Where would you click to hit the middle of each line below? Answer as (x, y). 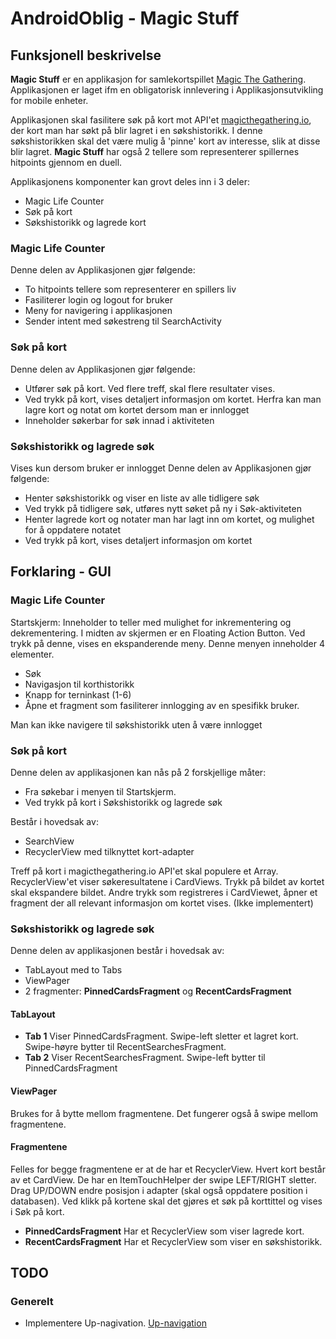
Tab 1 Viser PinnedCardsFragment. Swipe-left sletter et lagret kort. (161, 1036)
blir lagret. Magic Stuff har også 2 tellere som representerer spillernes (155, 151)
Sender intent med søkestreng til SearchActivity (123, 321)
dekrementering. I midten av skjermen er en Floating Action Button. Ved (158, 633)
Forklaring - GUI (61, 572)
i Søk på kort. (37, 1211)
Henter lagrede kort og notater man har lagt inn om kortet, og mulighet (169, 519)
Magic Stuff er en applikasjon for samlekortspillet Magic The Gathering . (158, 79)
